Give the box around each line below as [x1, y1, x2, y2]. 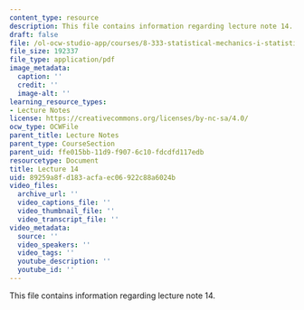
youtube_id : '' [17, 266, 75, 275]
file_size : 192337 [9, 47, 79, 56]
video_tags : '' [17, 249, 75, 258]
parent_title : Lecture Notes [9, 131, 119, 140]
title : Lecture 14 [9, 164, 79, 174]
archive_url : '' [17, 190, 79, 199]
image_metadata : [9, 64, 71, 73]
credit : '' [17, 80, 59, 89]
